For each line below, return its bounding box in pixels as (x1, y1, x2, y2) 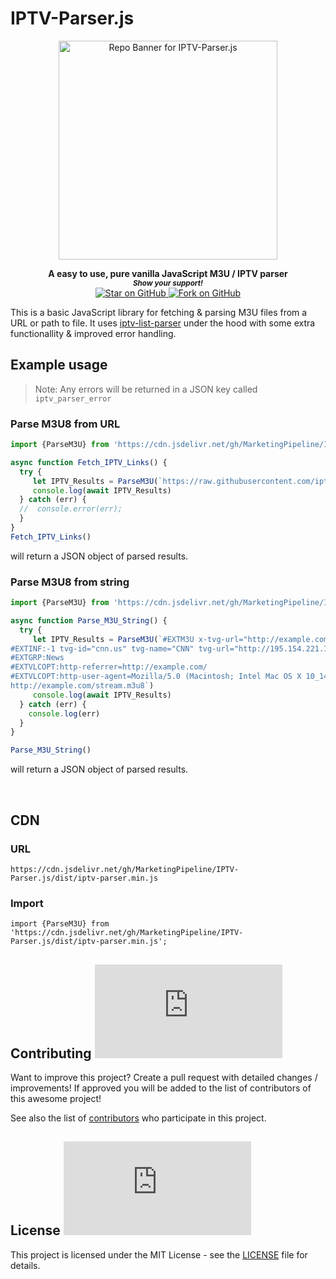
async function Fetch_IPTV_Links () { (10, 457, 168, 467)
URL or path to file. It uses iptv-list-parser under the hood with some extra (10, 317, 316, 329)
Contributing (10, 1045, 92, 1062)
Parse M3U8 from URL (10, 417, 121, 431)
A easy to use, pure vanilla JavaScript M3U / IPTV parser (48, 267, 288, 279)
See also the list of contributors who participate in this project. (10, 1112, 267, 1124)
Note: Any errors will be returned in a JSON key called (34, 383, 258, 395)
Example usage (10, 357, 108, 374)
